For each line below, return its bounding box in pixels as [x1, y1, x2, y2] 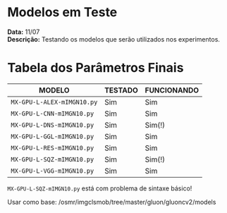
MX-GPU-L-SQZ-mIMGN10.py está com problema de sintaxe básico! [7, 184, 192, 193]
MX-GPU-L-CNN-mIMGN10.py [11, 109, 94, 117]
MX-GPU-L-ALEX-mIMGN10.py [11, 98, 98, 106]
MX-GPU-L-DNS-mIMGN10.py [11, 121, 94, 129]
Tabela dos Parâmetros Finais [7, 60, 184, 76]
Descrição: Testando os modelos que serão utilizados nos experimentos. [7, 35, 221, 43]
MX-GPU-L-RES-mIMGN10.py [11, 144, 94, 152]
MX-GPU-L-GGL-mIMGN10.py [11, 132, 94, 140]
